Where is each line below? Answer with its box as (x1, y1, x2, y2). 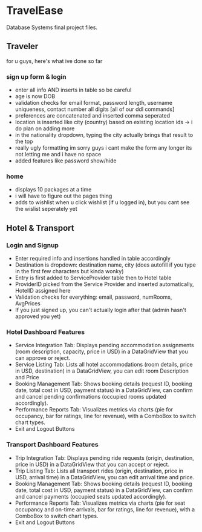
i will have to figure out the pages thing (15, 192, 112, 200)
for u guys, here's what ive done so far (6, 57, 103, 64)
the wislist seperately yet (15, 205, 77, 213)
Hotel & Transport (6, 222, 74, 233)
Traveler (6, 41, 39, 52)
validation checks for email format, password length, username (15, 99, 173, 107)
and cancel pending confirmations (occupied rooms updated (15, 393, 166, 401)
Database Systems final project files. (6, 24, 98, 31)
